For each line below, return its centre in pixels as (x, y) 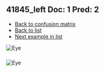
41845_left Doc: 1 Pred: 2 (52, 10)
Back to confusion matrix (45, 24)
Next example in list (39, 36)
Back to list (28, 30)
